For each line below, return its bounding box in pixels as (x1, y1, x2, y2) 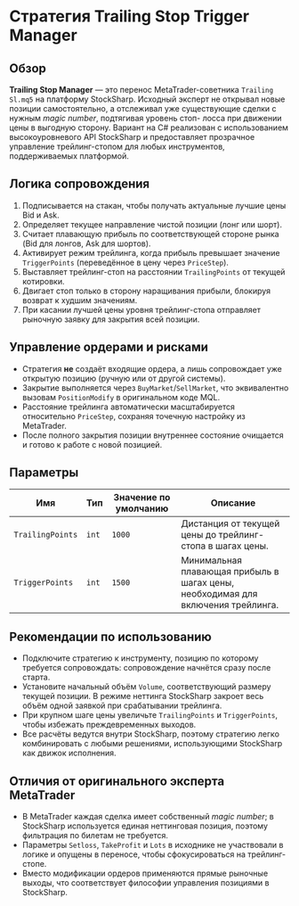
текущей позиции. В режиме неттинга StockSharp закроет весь (21, 691, 264, 702)
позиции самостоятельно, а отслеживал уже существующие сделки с (9, 103, 278, 113)
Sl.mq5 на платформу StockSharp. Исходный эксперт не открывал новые (9, 94, 286, 104)
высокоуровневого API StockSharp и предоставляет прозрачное (9, 132, 255, 142)
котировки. (21, 276, 65, 286)
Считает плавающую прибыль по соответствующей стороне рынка (21, 228, 279, 239)
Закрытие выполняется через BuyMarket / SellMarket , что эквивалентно (21, 382, 289, 393)
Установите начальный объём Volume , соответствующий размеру (21, 681, 271, 692)
